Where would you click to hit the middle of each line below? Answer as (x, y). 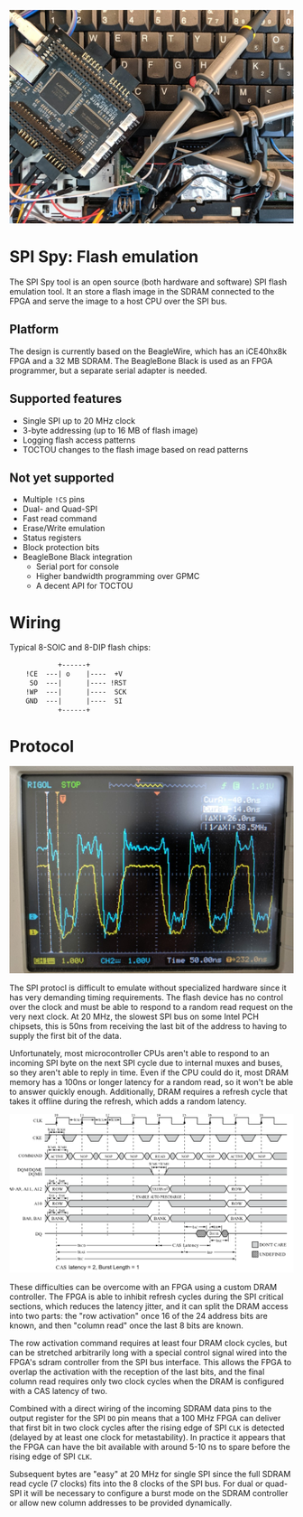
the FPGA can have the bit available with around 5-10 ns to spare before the (150, 1447)
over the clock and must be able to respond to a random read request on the (151, 1007)
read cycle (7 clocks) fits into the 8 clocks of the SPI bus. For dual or (136, 1484)
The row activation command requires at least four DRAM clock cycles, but (148, 1343)
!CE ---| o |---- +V (74, 674)
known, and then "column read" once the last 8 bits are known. (126, 1325)
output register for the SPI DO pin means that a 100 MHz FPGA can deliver (145, 1418)
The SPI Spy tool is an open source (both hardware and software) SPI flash (148, 282)
